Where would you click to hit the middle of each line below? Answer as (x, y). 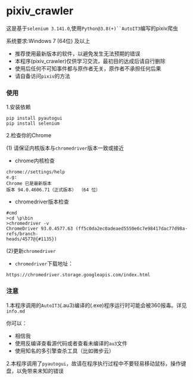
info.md (16, 311)
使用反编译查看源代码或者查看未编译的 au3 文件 (71, 343)
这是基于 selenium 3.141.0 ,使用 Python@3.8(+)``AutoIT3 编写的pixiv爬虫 (92, 28)
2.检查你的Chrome (29, 135)
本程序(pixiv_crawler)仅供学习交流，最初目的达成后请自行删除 (90, 61)
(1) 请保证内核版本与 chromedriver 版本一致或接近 (65, 148)
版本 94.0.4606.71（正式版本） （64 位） (53, 190)
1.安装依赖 (18, 107)
